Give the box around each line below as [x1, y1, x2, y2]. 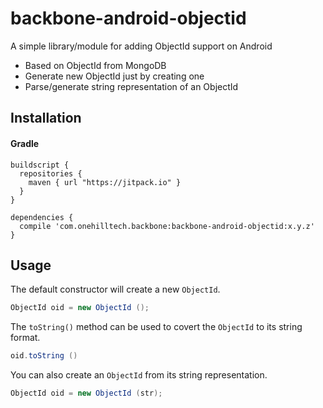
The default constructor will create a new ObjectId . [10, 283, 221, 296]
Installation [10, 110, 82, 127]
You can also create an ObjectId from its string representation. [10, 369, 268, 381]
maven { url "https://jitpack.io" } [28, 177, 182, 187]
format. [10, 332, 41, 344]
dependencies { [10, 212, 74, 222]
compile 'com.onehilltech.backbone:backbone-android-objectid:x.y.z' [19, 221, 315, 231]
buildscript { [10, 160, 70, 170]
